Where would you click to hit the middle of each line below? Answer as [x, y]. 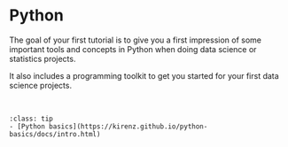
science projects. [41, 85]
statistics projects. [43, 58]
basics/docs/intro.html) [55, 134]
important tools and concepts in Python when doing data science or [133, 49]
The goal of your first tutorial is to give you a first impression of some [135, 40]
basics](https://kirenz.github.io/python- [128, 126]
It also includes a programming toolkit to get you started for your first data [144, 75]
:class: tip [31, 119]
